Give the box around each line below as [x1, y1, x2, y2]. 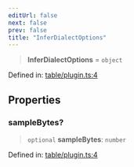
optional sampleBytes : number [27, 135, 127, 144]
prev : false [8, 26, 47, 34]
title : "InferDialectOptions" [8, 33, 107, 42]
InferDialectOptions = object [27, 55, 123, 65]
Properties [8, 93, 61, 106]
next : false [8, 19, 47, 27]
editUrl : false [8, 11, 58, 20]
